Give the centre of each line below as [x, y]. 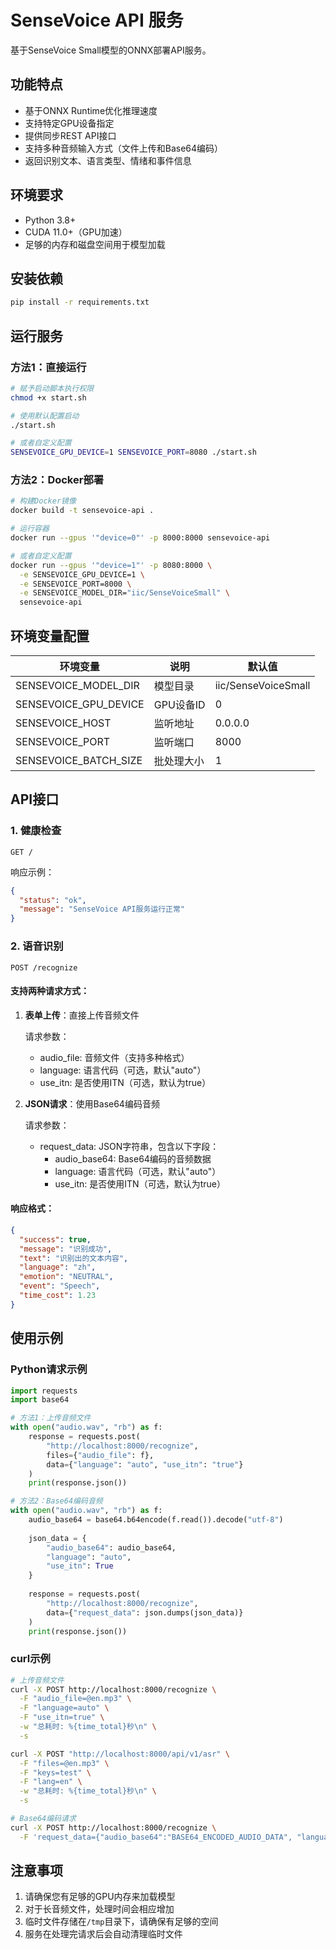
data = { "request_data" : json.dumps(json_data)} [145, 1612]
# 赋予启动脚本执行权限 [52, 388]
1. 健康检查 [36, 831]
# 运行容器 [30, 529]
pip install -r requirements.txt [80, 302]
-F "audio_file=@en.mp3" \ [75, 1699]
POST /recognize [44, 967]
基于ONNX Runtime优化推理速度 [91, 110]
